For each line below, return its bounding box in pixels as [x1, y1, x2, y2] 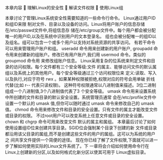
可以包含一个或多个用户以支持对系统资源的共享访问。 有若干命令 [26, 40, 156, 45]
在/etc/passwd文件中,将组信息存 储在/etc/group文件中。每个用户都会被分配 [5, 27, 156, 33]
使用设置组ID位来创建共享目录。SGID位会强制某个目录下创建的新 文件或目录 [5, 125, 157, 131]
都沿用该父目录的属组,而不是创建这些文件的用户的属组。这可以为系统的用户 [5, 131, 156, 137]
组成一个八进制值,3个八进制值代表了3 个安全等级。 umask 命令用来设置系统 [5, 88, 157, 94]
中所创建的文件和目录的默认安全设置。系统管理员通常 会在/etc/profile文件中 [5, 95, 157, 100]
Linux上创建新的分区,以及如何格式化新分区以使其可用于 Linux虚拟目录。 [5, 149, 148, 155]
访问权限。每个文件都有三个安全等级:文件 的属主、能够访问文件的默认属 [13, 64, 157, 70]
